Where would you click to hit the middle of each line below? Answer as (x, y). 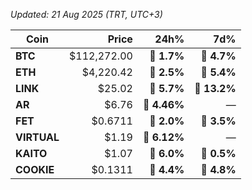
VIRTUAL (37, 137)
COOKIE (35, 169)
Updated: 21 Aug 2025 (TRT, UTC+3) (86, 14)
